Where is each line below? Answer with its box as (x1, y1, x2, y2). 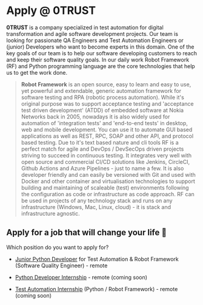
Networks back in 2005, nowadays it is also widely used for (21, 113, 170, 120)
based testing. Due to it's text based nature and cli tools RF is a (21, 139, 179, 146)
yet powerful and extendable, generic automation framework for (21, 87, 182, 94)
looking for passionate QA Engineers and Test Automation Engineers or (6, 36, 184, 44)
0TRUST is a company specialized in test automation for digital (6, 24, 164, 31)
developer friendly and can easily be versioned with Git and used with (21, 171, 196, 178)
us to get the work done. (6, 69, 68, 76)
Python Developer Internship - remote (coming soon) (15, 273, 147, 281)
